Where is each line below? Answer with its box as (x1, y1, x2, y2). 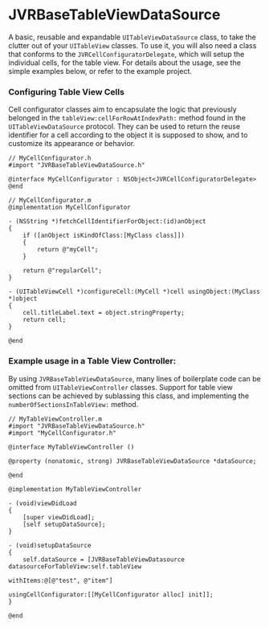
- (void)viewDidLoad (8, 499, 78, 507)
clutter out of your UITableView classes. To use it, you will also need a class (8, 40, 257, 50)
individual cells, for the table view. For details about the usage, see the (8, 58, 241, 67)
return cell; (22, 316, 67, 324)
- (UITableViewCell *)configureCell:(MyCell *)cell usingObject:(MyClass (8, 287, 261, 296)
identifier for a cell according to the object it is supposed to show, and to (8, 130, 248, 140)
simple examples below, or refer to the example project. (8, 66, 193, 75)
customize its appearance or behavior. (8, 139, 135, 149)
